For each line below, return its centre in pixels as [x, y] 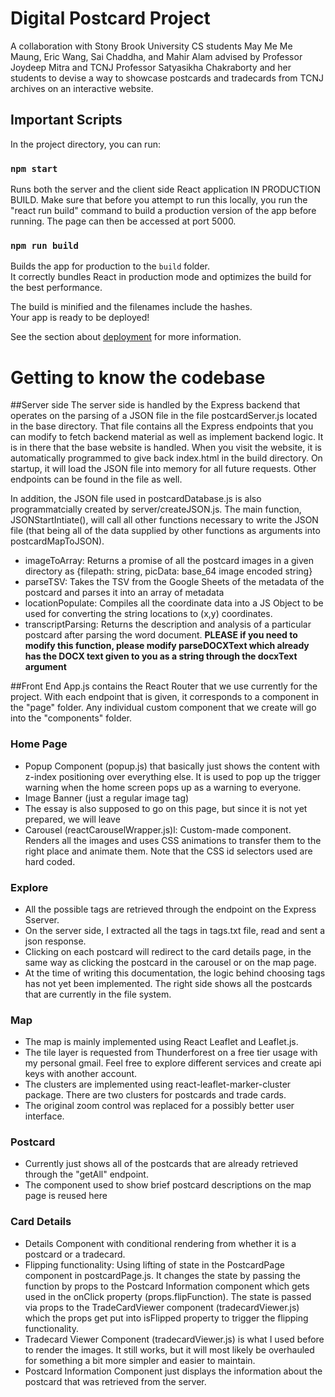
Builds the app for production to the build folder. [110, 266]
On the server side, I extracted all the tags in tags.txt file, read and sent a [175, 930]
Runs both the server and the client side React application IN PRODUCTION [165, 189]
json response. [55, 941]
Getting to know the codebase [138, 377]
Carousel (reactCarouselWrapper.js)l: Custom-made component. [158, 829]
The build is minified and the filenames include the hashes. [131, 307]
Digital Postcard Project [110, 18]
